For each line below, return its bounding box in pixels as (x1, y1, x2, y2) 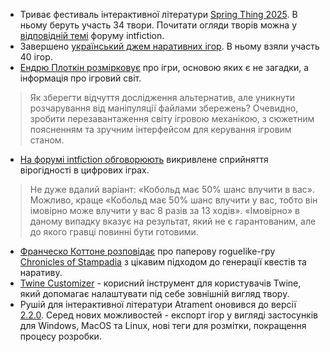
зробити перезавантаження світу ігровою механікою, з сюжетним (29, 113, 315, 124)
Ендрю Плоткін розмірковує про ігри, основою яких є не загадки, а (19, 62, 310, 73)
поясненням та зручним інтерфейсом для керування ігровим (29, 124, 292, 135)
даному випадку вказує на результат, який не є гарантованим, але (29, 215, 317, 227)
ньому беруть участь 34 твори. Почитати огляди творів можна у (19, 19, 298, 31)
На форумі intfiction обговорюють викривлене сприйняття (19, 154, 269, 165)
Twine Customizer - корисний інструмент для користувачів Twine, (19, 277, 302, 289)
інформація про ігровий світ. (19, 72, 142, 84)
